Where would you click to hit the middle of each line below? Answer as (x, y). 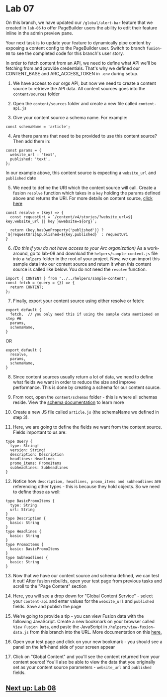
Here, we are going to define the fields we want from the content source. (87, 427)
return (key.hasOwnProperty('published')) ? (57, 230)
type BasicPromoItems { (30, 501)
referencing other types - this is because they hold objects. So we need (86, 486)
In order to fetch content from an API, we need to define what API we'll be (81, 63)
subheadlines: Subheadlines (39, 467)
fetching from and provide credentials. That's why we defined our (73, 68)
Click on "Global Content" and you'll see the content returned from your (86, 657)
